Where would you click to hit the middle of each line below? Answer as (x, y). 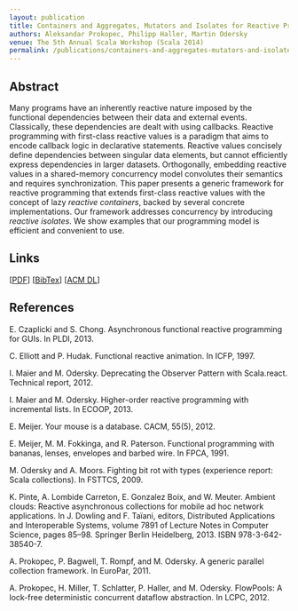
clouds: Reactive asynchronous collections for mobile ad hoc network (137, 506)
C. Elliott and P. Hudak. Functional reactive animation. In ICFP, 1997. (132, 355)
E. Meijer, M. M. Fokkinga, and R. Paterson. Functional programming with (142, 443)
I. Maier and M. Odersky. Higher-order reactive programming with (129, 400)
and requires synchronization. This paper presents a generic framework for (146, 183)
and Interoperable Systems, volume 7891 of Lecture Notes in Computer (139, 525)
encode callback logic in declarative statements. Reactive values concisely (145, 145)
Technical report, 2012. (51, 382)
